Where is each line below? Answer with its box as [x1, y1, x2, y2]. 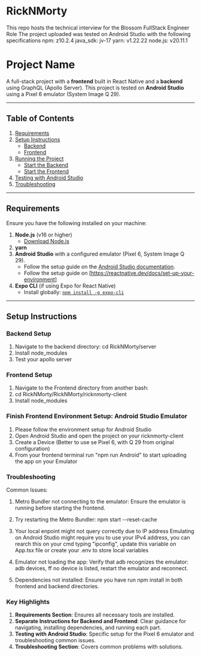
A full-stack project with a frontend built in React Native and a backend [6, 77, 183, 85]
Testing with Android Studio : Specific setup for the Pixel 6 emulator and [14, 630, 194, 637]
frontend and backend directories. [14, 583, 99, 590]
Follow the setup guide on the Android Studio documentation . [23, 263, 175, 270]
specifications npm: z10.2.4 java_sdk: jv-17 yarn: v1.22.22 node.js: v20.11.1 [6, 37, 188, 44]
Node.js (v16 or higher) [14, 231, 73, 238]
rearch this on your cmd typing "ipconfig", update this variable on [14, 540, 176, 547]
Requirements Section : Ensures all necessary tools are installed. [14, 611, 175, 619]
